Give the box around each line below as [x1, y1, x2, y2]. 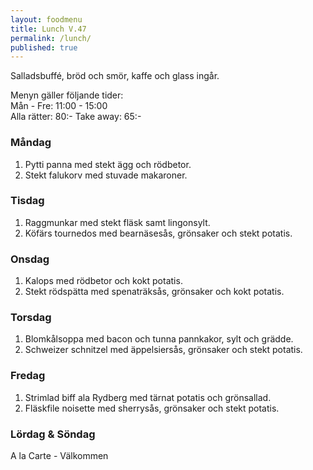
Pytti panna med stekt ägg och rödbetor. [24, 158, 192, 170]
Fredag [10, 369, 46, 383]
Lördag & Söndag [10, 427, 96, 441]
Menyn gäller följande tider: [10, 89, 124, 101]
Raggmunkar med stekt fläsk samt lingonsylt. [24, 216, 211, 228]
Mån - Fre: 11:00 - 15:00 [10, 100, 108, 112]
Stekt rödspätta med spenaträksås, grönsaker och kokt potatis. [24, 286, 285, 298]
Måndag [10, 136, 52, 150]
